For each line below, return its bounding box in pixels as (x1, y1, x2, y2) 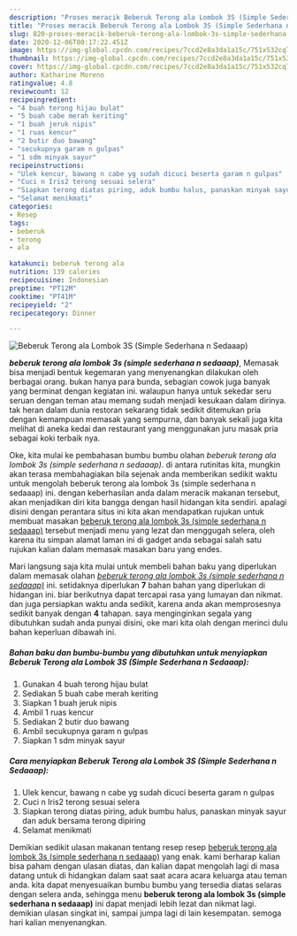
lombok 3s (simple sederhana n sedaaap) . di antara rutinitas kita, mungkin (9, 459, 281, 470)
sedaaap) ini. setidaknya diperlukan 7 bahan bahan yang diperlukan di (9, 580, 266, 591)
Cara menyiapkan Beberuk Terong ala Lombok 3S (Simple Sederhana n (9, 756, 277, 766)
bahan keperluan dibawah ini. (9, 627, 117, 638)
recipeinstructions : (9, 161, 86, 170)
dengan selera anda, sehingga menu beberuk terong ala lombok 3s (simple (9, 889, 286, 900)
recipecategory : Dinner (9, 309, 97, 318)
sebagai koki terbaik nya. (9, 433, 101, 443)
